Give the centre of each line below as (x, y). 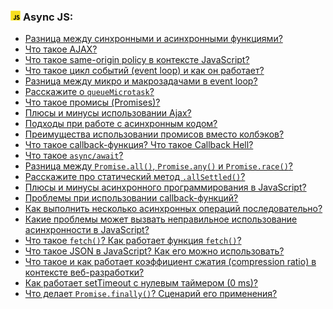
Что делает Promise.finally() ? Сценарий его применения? (151, 294)
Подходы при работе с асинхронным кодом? (121, 124)
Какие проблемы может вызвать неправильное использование (161, 219)
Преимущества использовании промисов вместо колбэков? (154, 134)
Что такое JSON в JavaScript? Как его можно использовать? (154, 251)
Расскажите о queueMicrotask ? (89, 92)
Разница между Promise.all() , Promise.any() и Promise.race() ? (158, 166)
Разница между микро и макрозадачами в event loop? (141, 81)
